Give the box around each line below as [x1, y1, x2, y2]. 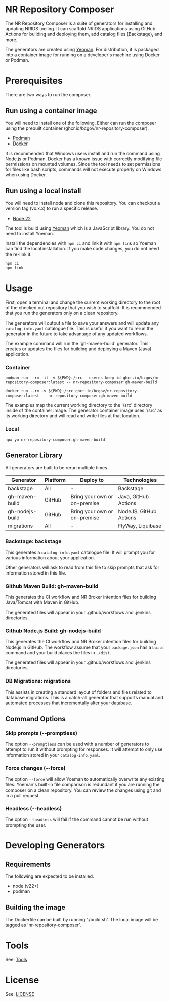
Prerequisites [5, 75, 63, 87]
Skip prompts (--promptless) [5, 729, 77, 736]
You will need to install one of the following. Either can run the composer [5, 120, 157, 126]
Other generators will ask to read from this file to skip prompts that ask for [5, 564, 159, 570]
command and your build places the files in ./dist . [5, 650, 111, 656]
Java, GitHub [118, 493, 149, 500]
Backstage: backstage [5, 538, 62, 545]
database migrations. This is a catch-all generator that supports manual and [5, 694, 163, 700]
